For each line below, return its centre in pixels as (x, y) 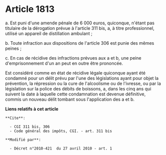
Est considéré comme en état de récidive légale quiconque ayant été (75, 73)
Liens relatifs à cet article (32, 109)
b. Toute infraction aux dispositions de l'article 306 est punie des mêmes (80, 43)
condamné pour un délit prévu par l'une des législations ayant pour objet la (82, 78)
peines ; (13, 48)
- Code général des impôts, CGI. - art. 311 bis (61, 131)
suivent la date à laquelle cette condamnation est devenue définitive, (75, 94)
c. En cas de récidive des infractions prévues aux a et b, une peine (73, 58)
